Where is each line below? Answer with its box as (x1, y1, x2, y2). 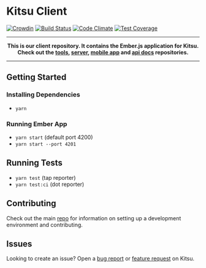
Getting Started (6, 72, 67, 83)
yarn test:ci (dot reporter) (15, 181, 85, 188)
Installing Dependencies (6, 91, 81, 99)
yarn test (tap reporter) (15, 174, 76, 181)
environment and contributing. (6, 221, 83, 228)
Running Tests (6, 158, 63, 168)
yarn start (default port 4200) (15, 133, 93, 141)
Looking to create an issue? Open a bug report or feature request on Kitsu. (6, 255, 195, 262)
